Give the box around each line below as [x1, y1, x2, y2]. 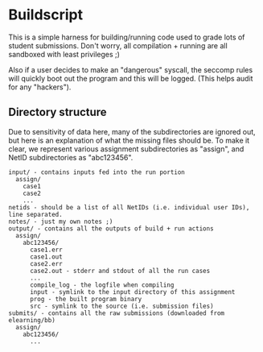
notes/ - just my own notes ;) [8, 217, 113, 226]
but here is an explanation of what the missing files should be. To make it [8, 135, 250, 145]
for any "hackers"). [8, 82, 72, 92]
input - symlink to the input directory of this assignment [29, 288, 236, 296]
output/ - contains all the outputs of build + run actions [8, 224, 215, 233]
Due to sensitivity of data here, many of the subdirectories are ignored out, [8, 126, 256, 136]
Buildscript [8, 6, 83, 24]
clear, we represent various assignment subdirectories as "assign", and [8, 143, 245, 154]
